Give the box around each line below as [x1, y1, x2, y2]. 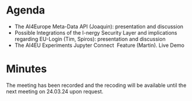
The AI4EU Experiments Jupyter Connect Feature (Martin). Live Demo [14, 42, 184, 49]
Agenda [6, 4, 45, 17]
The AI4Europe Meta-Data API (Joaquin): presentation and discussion [14, 23, 183, 30]
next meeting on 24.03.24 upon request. [6, 87, 104, 95]
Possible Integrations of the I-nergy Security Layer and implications [14, 29, 177, 36]
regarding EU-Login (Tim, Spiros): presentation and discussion [14, 35, 166, 42]
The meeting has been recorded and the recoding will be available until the [6, 82, 187, 89]
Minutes [6, 62, 47, 76]
